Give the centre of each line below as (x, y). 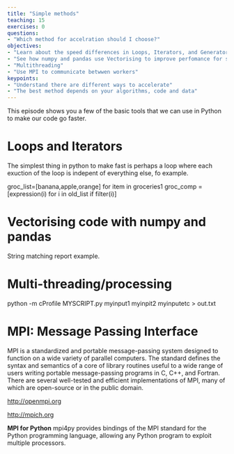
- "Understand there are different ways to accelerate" (90, 85)
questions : (23, 33)
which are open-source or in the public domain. (76, 387)
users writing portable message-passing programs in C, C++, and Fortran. (114, 373)
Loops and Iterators (65, 146)
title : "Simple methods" (43, 14)
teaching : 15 (26, 20)
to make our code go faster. (47, 118)
